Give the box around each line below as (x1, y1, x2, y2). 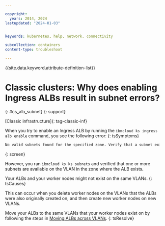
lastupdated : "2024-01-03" (5, 21, 60, 25)
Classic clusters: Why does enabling (5, 82, 158, 93)
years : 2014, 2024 (9, 16, 48, 21)
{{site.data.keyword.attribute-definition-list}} (5, 65, 96, 71)
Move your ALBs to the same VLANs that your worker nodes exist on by (5, 210, 150, 216)
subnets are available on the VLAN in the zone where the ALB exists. (5, 166, 144, 172)
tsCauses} (5, 180, 26, 186)
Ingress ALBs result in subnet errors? (5, 93, 160, 103)
